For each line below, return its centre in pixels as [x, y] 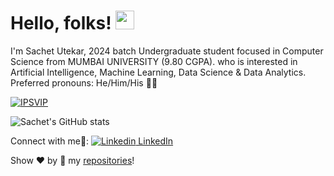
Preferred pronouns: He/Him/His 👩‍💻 [84, 82]
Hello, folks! [61, 23]
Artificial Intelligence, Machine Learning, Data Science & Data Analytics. [158, 72]
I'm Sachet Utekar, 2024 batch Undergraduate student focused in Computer [167, 51]
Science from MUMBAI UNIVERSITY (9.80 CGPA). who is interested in [154, 61]
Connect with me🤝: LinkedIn [92, 141]
